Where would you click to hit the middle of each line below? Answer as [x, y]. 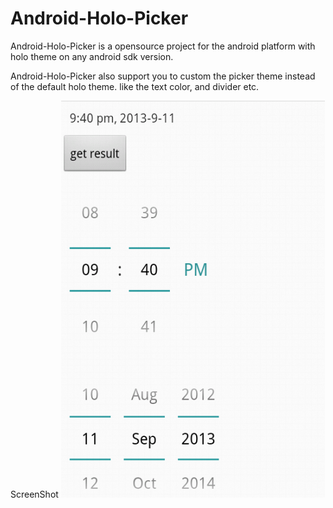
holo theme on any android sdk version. [92, 56]
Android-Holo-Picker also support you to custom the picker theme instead [163, 76]
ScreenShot [34, 494]
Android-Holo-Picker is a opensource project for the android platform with [163, 46]
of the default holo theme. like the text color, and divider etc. [135, 86]
